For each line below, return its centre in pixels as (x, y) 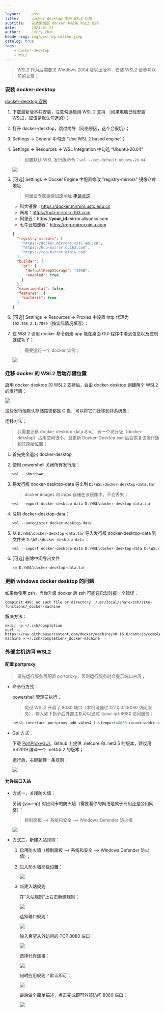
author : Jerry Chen (29, 32)
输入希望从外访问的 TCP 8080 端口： (57, 936)
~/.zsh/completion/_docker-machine (63, 638)
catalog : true (20, 41)
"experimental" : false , (41, 289)
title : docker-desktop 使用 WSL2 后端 (49, 18)
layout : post (23, 14)
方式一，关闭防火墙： (34, 793)
